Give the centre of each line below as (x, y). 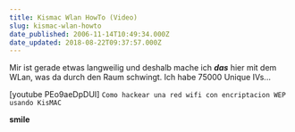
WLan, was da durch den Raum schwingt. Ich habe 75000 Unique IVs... (140, 78)
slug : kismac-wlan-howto (55, 26)
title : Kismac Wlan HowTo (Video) (74, 17)
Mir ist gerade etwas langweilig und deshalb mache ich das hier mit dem (143, 68)
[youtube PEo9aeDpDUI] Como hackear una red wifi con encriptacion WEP (147, 95)
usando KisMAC (36, 103)
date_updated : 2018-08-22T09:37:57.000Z (86, 42)
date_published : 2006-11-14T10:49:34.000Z (89, 34)
